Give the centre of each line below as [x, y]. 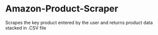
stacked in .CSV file [26, 27]
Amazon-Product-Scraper [62, 9]
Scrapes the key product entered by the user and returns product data [79, 22]
